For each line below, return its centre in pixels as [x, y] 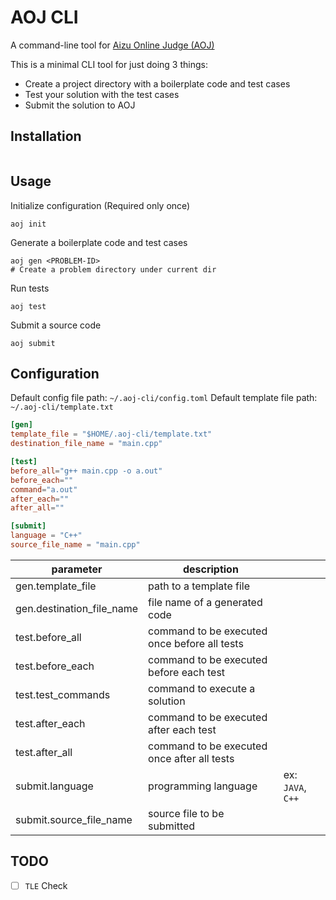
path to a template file [199, 586]
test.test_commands [63, 694]
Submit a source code [56, 325]
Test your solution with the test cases [102, 94]
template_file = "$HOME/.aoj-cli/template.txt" [111, 434]
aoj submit [33, 343]
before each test [187, 672]
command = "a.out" [44, 489]
